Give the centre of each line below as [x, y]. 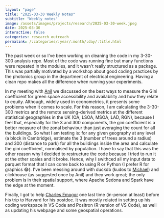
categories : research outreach [37, 37]
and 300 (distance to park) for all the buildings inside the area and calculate [82, 143]
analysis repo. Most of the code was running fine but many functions [84, 61]
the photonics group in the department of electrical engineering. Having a [79, 76]
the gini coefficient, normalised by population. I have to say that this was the [82, 148]
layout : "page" [21, 10]
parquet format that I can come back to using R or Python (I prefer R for [77, 164]
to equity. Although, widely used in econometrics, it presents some [72, 102]
